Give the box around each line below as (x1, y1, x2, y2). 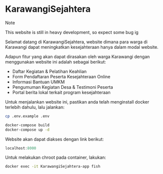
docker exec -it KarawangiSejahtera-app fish (5, 164, 100, 169)
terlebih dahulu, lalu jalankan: (5, 104, 65, 110)
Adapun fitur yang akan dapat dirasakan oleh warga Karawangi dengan (5, 53, 150, 60)
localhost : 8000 (5, 145, 37, 151)
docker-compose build (5, 122, 50, 128)
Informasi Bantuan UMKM (12, 79, 65, 85)
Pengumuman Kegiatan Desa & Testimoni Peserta (12, 84, 114, 90)
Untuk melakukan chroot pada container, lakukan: (5, 154, 106, 161)
